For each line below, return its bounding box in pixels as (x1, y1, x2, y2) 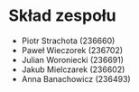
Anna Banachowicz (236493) (21, 73, 132, 84)
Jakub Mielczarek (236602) (21, 64, 125, 75)
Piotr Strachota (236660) (21, 35, 116, 46)
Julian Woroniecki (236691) (21, 54, 124, 65)
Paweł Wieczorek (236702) (21, 44, 124, 55)
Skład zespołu (8, 5, 116, 26)
